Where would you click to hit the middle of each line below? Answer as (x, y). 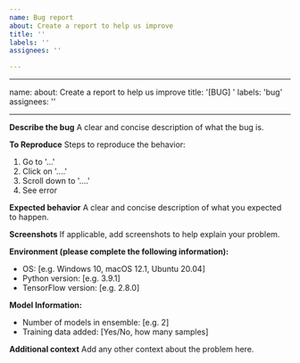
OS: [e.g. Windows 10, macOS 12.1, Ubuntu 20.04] (113, 269)
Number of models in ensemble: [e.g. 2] (96, 323)
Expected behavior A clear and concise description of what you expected (146, 208)
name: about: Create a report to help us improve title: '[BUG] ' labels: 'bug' (146, 92)
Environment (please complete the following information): (119, 252)
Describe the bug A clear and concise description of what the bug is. (137, 128)
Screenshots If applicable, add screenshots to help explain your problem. (145, 235)
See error (40, 190)
